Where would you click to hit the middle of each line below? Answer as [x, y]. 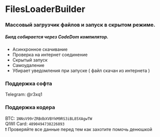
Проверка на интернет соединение [50, 55]
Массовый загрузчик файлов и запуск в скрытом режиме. [80, 25]
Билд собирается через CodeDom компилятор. [57, 36]
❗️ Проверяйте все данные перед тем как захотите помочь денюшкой [79, 129]
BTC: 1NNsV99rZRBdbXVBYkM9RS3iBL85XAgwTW [49, 118]
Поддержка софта [29, 83]
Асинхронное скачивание [40, 49]
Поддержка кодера [30, 107]
